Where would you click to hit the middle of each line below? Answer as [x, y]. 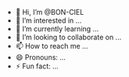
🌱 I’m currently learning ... [57, 29]
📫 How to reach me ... [52, 46]
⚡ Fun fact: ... [37, 66]
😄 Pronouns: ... [41, 57]
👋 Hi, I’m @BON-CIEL [50, 12]
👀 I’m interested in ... [48, 20]
